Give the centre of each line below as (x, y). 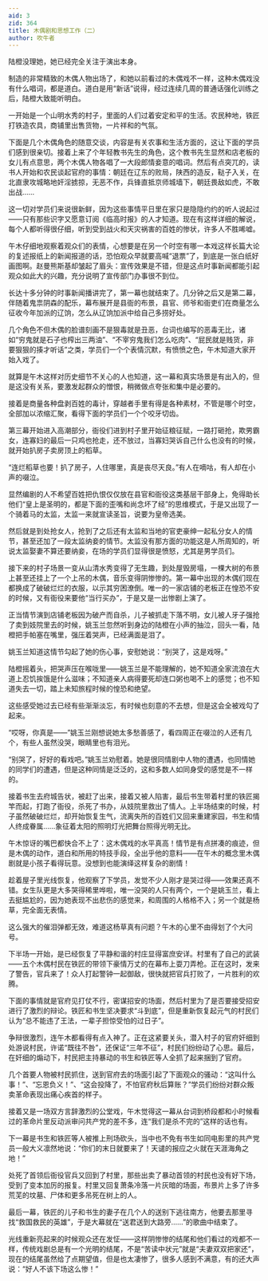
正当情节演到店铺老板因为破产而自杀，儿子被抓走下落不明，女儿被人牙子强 (130, 615)
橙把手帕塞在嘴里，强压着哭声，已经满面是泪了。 (89, 635)
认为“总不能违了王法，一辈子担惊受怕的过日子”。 (89, 1021)
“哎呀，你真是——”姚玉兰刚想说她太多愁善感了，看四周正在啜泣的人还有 (127, 733)
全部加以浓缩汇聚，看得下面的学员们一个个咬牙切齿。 (96, 414)
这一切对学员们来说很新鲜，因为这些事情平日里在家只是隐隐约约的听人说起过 (134, 209)
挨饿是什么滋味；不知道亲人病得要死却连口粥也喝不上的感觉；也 (140, 679)
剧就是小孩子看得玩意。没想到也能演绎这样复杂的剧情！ (99, 863)
